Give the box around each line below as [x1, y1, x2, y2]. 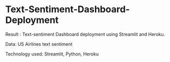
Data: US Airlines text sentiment [5, 41, 73, 47]
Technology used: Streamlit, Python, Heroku [5, 51, 99, 57]
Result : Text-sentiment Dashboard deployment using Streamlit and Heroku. [5, 31, 165, 37]
